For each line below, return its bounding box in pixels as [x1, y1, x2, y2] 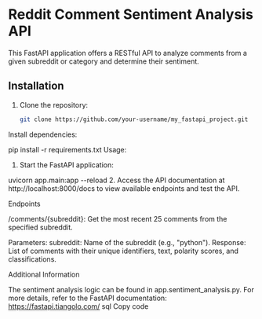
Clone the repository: [19, 100, 89, 109]
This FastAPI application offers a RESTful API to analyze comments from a [8, 48, 247, 57]
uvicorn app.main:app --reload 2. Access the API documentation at [8, 175, 225, 185]
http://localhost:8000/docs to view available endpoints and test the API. [8, 183, 240, 193]
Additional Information [8, 269, 80, 279]
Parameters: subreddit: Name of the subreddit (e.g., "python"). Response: [8, 237, 246, 247]
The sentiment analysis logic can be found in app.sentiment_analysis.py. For [8, 284, 255, 294]
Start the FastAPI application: [19, 159, 114, 170]
